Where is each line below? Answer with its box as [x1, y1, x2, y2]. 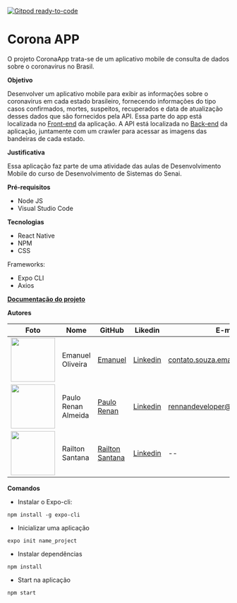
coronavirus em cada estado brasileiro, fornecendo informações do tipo [7, 97, 217, 105]
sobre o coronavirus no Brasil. [7, 62, 95, 71]
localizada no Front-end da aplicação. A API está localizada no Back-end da [7, 119, 228, 128]
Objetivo [7, 75, 33, 84]
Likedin [134, 325, 160, 335]
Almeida [62, 410, 90, 420]
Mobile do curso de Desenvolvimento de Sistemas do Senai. [7, 169, 182, 178]
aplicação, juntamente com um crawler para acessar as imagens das [7, 127, 207, 135]
